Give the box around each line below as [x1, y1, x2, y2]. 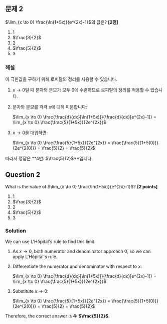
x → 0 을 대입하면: [12, 130, 48, 136]
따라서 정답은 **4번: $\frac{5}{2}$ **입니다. [5, 155, 93, 162]
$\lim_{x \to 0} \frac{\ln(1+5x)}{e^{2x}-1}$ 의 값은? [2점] [5, 19, 119, 25]
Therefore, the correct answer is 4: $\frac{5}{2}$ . [5, 313, 110, 319]
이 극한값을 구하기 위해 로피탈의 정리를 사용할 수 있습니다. [5, 76, 118, 82]
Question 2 [5, 170, 41, 179]
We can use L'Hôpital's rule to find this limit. [5, 239, 96, 245]
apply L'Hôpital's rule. [12, 254, 58, 260]
